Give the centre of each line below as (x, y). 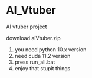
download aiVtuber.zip (33, 38)
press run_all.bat (35, 62)
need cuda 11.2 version (42, 56)
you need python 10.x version (50, 49)
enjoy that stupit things (42, 68)
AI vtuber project (27, 27)
